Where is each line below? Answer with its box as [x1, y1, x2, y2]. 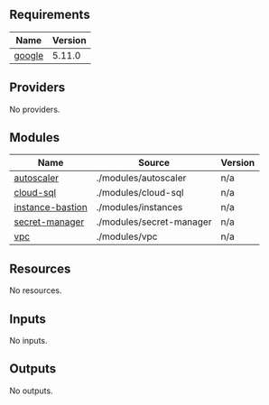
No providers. [9, 104, 60, 115]
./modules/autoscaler [96, 171, 187, 184]
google [14, 49, 44, 61]
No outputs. [9, 385, 53, 396]
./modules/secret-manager [96, 216, 212, 228]
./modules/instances [96, 201, 183, 214]
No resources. [9, 285, 62, 296]
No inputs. [9, 336, 48, 346]
